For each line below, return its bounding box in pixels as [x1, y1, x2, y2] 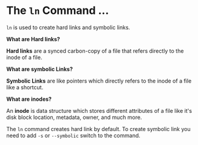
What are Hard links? [6, 35, 61, 42]
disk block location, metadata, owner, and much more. [6, 113, 142, 121]
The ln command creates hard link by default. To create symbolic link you [6, 125, 191, 132]
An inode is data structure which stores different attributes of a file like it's [6, 107, 193, 114]
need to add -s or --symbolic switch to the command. [6, 132, 141, 139]
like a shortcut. [6, 83, 44, 91]
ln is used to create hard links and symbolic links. [6, 24, 131, 31]
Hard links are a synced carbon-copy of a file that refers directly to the [6, 47, 184, 55]
